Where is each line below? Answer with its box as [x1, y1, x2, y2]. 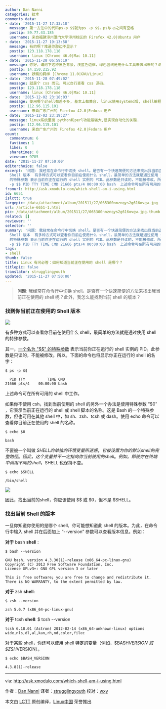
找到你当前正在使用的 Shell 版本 [5, 308, 81, 314]
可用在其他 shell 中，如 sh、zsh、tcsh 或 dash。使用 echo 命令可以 [22, 413, 160, 419]
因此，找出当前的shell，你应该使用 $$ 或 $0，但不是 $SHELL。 [5, 496, 133, 502]
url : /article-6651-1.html [5, 205, 61, 210]
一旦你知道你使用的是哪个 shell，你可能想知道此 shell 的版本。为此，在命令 [5, 522, 158, 528]
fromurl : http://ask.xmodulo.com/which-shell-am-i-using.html [5, 186, 136, 191]
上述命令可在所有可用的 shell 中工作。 [5, 390, 83, 396]
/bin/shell [5, 478, 28, 483]
